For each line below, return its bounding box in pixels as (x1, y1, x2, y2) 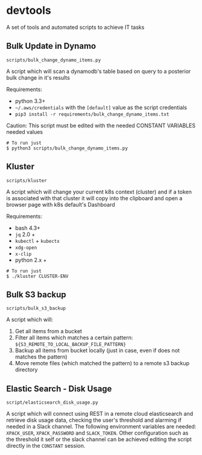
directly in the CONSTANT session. (6, 442, 86, 450)
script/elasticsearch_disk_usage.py (6, 400, 98, 406)
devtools (6, 4, 51, 17)
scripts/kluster (6, 177, 47, 184)
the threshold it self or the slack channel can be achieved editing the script (6, 436, 192, 443)
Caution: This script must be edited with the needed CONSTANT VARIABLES (6, 122, 196, 129)
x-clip (14, 251, 32, 257)
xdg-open (14, 245, 37, 251)
